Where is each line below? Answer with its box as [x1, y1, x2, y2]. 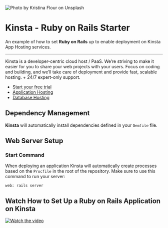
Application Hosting [12, 89, 53, 95]
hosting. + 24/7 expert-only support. [5, 74, 81, 80]
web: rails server [5, 183, 43, 188]
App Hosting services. [5, 44, 51, 50]
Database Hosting [12, 94, 50, 100]
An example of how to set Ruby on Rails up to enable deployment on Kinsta [5, 38, 161, 44]
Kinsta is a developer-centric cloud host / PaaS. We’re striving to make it [5, 58, 154, 64]
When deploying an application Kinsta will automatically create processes [5, 163, 157, 169]
